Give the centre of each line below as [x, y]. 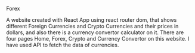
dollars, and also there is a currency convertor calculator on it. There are [95, 32]
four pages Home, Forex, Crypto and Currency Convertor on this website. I [98, 39]
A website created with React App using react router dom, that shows [92, 20]
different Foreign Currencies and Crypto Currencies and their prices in [92, 26]
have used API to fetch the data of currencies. [63, 45]
